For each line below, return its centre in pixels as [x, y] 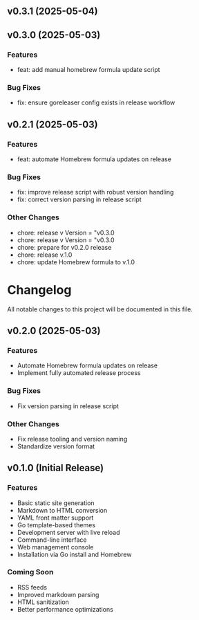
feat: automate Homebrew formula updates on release [94, 159]
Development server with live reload [68, 532]
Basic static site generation [56, 503]
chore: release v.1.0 [45, 255]
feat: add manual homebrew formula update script [88, 70]
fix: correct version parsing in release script [79, 199]
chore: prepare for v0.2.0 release [64, 247]
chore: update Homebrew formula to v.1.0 [76, 262]
